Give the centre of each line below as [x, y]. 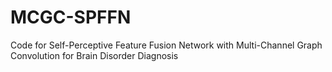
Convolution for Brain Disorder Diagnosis [94, 55]
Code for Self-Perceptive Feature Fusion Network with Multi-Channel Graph [166, 45]
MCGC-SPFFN [71, 17]
